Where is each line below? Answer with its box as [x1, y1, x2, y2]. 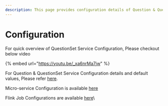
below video [5, 50, 31, 56]
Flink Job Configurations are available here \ [5, 94, 95, 100]
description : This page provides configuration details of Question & [5, 7, 155, 12]
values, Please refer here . [5, 75, 58, 81]
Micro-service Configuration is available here [5, 85, 98, 91]
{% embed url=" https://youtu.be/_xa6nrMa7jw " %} [5, 60, 110, 66]
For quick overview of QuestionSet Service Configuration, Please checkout [5, 45, 159, 51]
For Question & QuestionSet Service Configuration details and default [5, 70, 148, 76]
